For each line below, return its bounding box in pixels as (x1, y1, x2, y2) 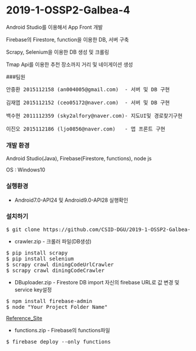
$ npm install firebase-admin (6, 298, 93, 304)
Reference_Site (6, 314, 43, 322)
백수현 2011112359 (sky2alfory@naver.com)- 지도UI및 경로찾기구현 (6, 112, 183, 119)
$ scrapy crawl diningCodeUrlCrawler (6, 261, 114, 268)
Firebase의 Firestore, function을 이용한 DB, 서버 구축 (6, 36, 129, 43)
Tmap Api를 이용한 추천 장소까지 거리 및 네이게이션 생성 (6, 61, 133, 68)
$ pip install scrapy (6, 249, 68, 256)
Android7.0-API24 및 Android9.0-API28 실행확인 (14, 197, 128, 204)
